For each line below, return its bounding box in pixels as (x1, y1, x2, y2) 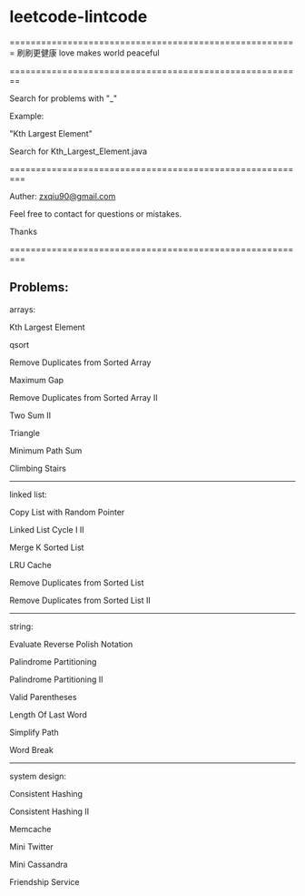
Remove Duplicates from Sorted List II (9, 595, 152, 606)
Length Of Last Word (9, 708, 88, 720)
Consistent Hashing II (9, 806, 90, 817)
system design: (9, 770, 66, 781)
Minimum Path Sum (9, 444, 83, 456)
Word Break (9, 744, 54, 755)
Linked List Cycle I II (9, 524, 84, 535)
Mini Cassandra (9, 859, 68, 870)
